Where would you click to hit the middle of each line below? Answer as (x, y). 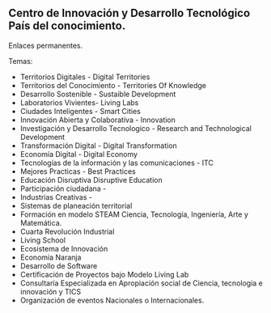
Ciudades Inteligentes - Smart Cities (80, 111)
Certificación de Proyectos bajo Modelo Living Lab (104, 274)
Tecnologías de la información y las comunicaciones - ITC (117, 163)
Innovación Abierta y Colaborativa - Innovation (98, 120)
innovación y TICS (51, 291)
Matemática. (41, 222)
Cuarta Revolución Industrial (67, 231)
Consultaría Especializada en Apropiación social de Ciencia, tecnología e (141, 283)
